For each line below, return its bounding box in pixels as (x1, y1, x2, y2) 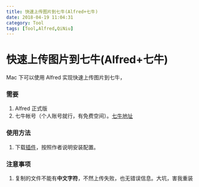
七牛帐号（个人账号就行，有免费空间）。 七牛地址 (14, 112, 133, 119)
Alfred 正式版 (14, 105, 48, 112)
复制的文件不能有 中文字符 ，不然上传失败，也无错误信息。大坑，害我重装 (14, 174, 193, 182)
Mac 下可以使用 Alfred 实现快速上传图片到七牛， (6, 74, 125, 81)
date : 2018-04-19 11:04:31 (6, 14, 74, 20)
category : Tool (6, 20, 44, 26)
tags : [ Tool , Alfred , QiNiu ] (6, 25, 74, 32)
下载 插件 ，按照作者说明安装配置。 (14, 143, 99, 151)
